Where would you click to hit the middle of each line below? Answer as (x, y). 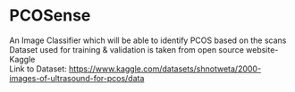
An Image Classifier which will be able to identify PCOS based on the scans (148, 40)
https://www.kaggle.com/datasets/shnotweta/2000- (165, 69)
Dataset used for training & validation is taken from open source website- (144, 49)
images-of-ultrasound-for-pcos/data (77, 78)
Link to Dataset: (38, 69)
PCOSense (50, 16)
